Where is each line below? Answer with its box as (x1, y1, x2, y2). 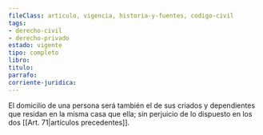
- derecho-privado (8, 34, 70, 42)
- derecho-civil (8, 26, 62, 34)
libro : (8, 57, 30, 65)
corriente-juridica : (8, 78, 78, 86)
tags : (8, 19, 26, 27)
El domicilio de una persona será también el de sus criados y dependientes (8, 101, 256, 110)
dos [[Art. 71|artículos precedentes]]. (8, 117, 130, 127)
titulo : (8, 64, 34, 72)
